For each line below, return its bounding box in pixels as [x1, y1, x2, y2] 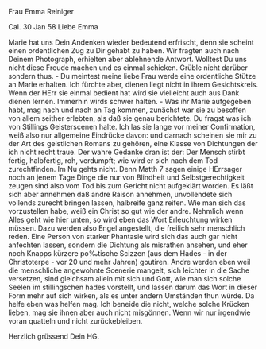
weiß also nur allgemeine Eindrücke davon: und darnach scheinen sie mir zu [8, 130, 257, 140]
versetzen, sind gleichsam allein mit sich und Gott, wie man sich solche [8, 274, 241, 283]
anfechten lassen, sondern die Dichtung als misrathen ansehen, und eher [8, 240, 248, 250]
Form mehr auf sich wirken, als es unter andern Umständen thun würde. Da [8, 291, 255, 301]
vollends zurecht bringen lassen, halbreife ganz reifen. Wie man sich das [8, 198, 246, 207]
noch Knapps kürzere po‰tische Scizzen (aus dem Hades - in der [8, 249, 228, 258]
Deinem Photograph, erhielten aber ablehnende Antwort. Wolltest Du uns [8, 55, 248, 64]
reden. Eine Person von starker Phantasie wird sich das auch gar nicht [8, 232, 238, 241]
